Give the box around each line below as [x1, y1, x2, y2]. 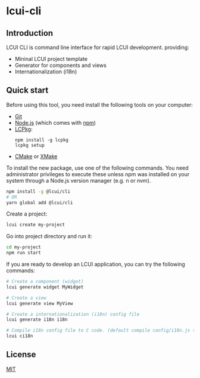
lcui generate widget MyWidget [6, 284, 84, 290]
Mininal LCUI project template [14, 56, 88, 62]
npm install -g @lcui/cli [6, 188, 70, 195]
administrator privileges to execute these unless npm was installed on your [6, 170, 190, 177]
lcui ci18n [6, 333, 33, 339]
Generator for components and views [14, 62, 107, 69]
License [6, 349, 36, 359]
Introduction [6, 28, 54, 38]
